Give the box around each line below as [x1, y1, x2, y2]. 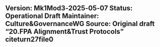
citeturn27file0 [5, 35, 54, 44]
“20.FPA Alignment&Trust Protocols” [5, 27, 124, 36]
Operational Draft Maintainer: [5, 12, 99, 20]
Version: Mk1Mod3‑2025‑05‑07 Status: [5, 4, 133, 12]
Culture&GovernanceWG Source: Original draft [5, 19, 155, 28]
